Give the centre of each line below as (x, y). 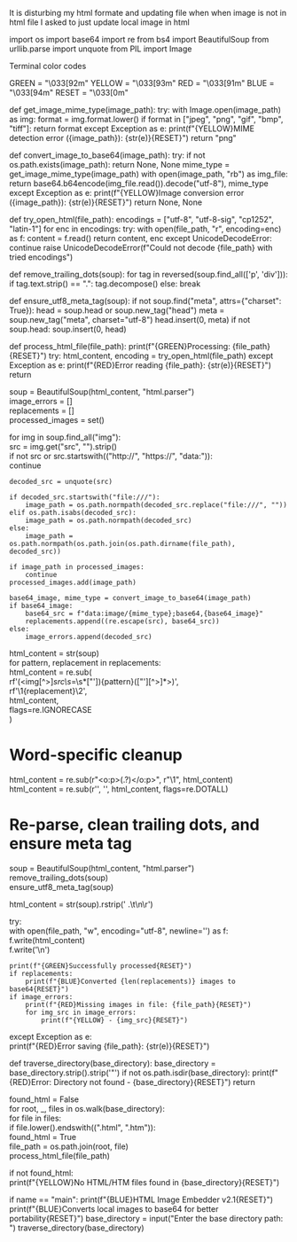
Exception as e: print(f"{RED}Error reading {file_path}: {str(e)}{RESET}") (141, 365)
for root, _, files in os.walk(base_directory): (87, 1108)
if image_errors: (41, 996)
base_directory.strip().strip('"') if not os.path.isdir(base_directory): (130, 1073)
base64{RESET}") (39, 989)
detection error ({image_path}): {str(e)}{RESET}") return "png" (123, 138)
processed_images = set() (57, 420)
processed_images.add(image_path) (73, 582)
